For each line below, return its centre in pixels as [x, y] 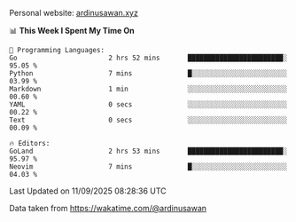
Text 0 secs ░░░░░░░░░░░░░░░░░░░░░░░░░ [148, 120]
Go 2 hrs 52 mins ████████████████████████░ [148, 58]
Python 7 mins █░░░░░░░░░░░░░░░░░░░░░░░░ [148, 74]
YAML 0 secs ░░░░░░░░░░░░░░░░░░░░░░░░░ [148, 105]
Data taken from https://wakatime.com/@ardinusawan [108, 208]
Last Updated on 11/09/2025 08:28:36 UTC [88, 191]
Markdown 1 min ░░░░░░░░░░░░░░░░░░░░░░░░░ [148, 89]
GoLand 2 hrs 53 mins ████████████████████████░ [148, 151]
